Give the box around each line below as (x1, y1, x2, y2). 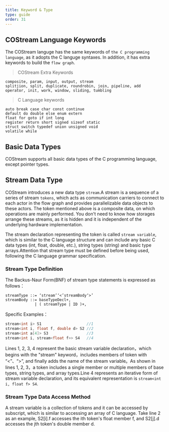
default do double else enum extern (5, 111, 82, 116)
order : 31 (5, 17, 26, 22)
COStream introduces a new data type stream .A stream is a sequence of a (5, 189, 159, 195)
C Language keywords (17, 97, 65, 103)
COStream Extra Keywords (17, 69, 73, 76)
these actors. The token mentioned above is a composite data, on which (5, 205, 155, 211)
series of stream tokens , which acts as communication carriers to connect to (5, 195, 164, 201)
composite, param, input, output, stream (5, 79, 94, 84)
